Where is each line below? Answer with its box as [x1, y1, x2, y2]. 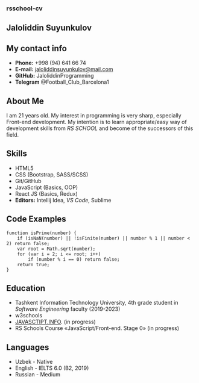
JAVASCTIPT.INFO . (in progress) [14, 318, 96, 326]
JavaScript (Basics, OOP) [14, 184, 78, 191]
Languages [6, 342, 49, 352]
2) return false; [6, 240, 50, 246]
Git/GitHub [14, 177, 42, 184]
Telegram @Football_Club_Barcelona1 [14, 78, 110, 86]
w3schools [14, 312, 43, 319]
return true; [17, 261, 50, 267]
